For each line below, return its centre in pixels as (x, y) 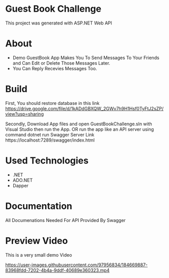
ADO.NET (23, 180)
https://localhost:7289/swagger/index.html (50, 140)
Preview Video (37, 241)
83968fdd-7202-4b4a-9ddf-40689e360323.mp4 (58, 270)
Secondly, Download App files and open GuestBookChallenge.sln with (79, 124)
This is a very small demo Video (39, 255)
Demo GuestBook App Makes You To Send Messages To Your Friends (86, 58)
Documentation (39, 206)
